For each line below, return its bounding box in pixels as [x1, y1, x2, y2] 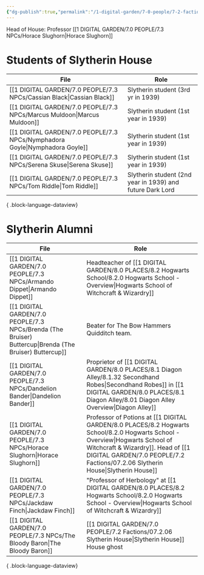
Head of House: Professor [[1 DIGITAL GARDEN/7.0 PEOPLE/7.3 [6, 25, 164, 33]
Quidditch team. [86, 329, 132, 337]
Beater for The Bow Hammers [86, 321, 171, 329]
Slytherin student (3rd [127, 86, 191, 94]
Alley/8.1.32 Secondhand [86, 372, 160, 381]
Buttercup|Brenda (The [9, 340, 75, 349]
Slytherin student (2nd [127, 170, 192, 179]
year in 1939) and [127, 178, 179, 186]
